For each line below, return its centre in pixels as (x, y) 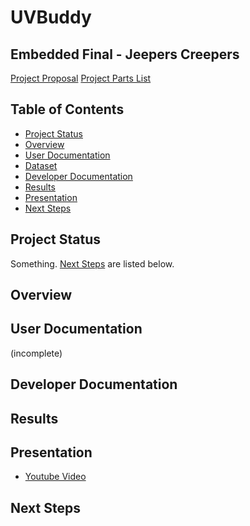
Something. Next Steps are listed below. (92, 263)
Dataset (41, 165)
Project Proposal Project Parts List (81, 78)
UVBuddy (51, 17)
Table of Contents (67, 109)
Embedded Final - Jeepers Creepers (125, 54)
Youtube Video (55, 477)
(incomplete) (36, 353)
